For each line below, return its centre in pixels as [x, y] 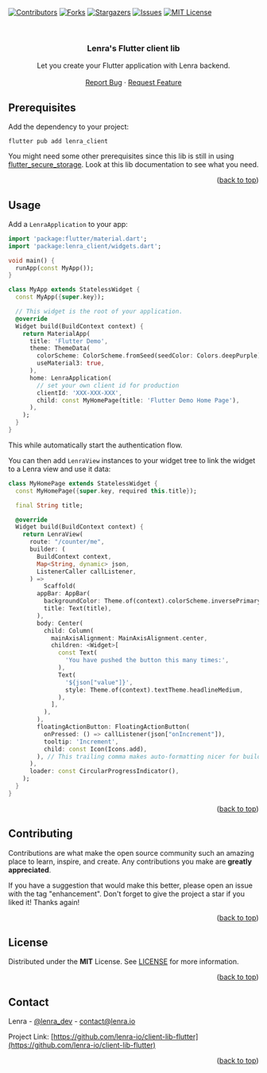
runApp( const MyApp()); [54, 268]
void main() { [32, 260]
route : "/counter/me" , [67, 542]
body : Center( [60, 623]
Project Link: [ [31, 1037]
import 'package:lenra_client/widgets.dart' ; [85, 246]
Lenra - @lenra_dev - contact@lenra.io [72, 1021]
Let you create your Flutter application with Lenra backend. [133, 66]
